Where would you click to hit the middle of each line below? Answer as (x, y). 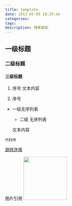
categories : (17, 19)
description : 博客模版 (27, 28)
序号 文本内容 (26, 88)
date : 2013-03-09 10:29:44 (33, 14)
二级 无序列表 (33, 119)
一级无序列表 (25, 109)
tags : (11, 23)
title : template (22, 10)
